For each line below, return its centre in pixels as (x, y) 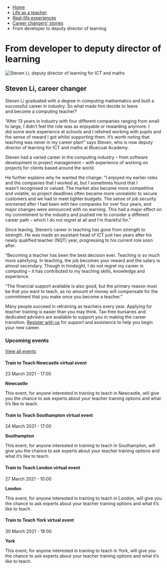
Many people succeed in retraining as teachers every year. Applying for (79, 306)
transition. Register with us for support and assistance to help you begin (79, 322)
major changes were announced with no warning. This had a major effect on (83, 209)
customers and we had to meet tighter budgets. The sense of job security (81, 199)
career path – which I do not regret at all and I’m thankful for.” (68, 220)
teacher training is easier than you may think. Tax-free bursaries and (76, 311)
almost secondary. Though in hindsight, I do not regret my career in (74, 266)
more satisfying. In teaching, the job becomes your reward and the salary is (83, 260)
